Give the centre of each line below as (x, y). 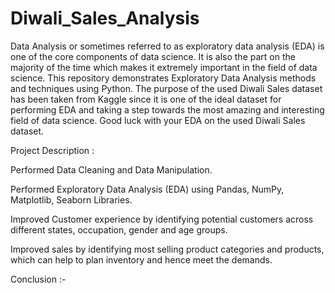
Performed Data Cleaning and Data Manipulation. (111, 169)
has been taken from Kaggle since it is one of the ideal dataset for (146, 99)
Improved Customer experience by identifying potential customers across (162, 219)
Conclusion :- (38, 279)
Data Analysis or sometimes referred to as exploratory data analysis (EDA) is (167, 46)
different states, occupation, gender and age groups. (119, 229)
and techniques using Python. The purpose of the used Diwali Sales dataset (166, 88)
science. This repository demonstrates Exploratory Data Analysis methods (163, 78)
